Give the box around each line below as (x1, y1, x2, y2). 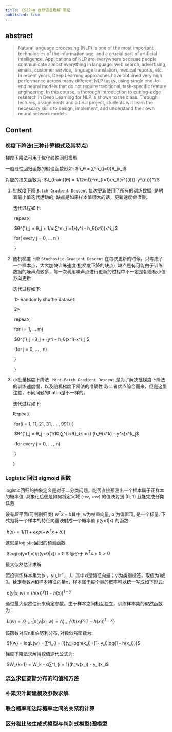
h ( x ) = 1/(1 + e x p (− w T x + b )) (6, 528, 66, 535)
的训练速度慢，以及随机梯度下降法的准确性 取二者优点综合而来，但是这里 (12, 383, 167, 389)
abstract (5, 31, 33, 40)
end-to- (144, 78, 161, 84)
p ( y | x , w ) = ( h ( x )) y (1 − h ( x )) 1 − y (6, 589, 72, 596)
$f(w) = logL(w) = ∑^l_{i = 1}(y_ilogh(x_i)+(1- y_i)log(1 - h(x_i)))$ (6, 640, 140, 647)
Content (5, 126, 32, 134)
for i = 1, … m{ (14, 326, 44, 332)
